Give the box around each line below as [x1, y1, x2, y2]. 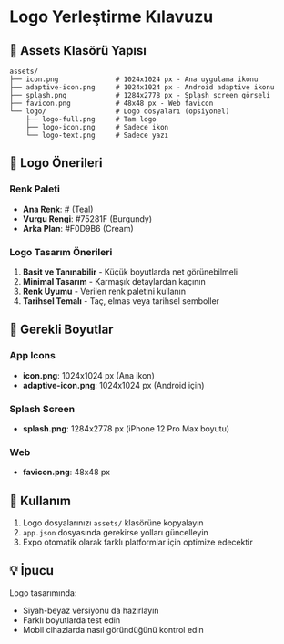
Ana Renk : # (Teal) [22, 203, 94, 214]
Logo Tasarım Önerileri [9, 245, 113, 258]
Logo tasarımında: [9, 587, 77, 598]
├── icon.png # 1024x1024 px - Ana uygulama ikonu [9, 75, 259, 84]
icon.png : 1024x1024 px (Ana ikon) [22, 369, 155, 380]
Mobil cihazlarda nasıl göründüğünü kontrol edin [22, 624, 205, 635]
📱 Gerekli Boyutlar [9, 322, 114, 338]
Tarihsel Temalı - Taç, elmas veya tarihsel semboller [22, 295, 220, 306]
